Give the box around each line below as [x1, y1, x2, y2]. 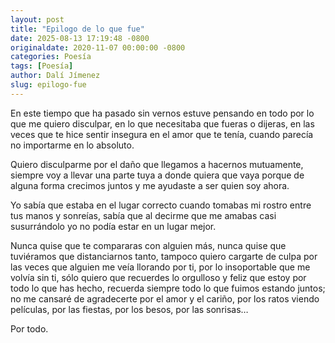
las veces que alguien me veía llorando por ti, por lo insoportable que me [10, 261, 311, 273]
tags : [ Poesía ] [10, 61, 74, 71]
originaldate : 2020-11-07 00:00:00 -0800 [10, 42, 186, 53]
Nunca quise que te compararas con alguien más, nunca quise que [10, 239, 287, 251]
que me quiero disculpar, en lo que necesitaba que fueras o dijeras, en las [10, 117, 315, 130]
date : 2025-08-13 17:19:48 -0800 [10, 33, 150, 43]
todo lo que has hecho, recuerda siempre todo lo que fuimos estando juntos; [10, 282, 326, 294]
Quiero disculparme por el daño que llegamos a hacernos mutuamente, [10, 158, 304, 170]
